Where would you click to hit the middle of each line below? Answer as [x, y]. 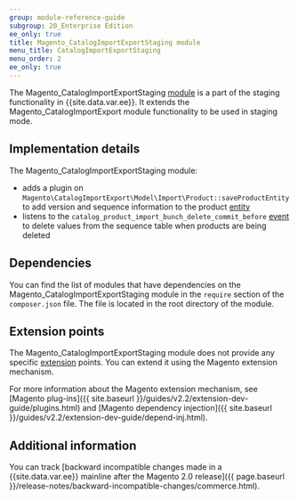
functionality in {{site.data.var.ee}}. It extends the [99, 102]
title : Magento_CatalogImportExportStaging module [105, 42]
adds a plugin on [53, 187]
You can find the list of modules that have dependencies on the [125, 284]
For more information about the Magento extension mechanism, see [133, 389]
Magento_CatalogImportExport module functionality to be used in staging [144, 111]
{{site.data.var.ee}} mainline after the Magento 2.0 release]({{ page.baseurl [147, 477]
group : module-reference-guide [67, 17]
